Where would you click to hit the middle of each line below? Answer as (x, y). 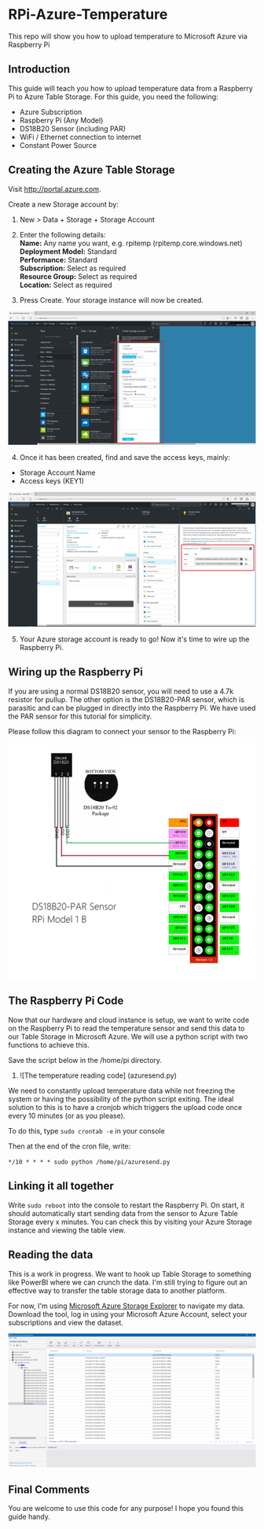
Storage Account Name (57, 472)
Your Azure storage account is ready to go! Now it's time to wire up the (134, 639)
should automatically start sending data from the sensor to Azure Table (123, 1213)
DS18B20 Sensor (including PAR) (72, 128)
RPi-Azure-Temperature (88, 15)
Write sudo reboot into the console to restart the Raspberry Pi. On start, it (126, 1205)
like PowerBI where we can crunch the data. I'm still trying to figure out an (128, 1282)
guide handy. (29, 1516)
